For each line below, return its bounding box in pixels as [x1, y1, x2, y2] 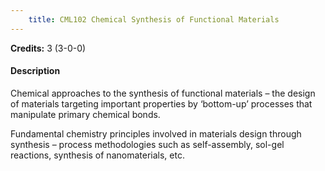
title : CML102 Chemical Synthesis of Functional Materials [28, 14, 280, 25]
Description [10, 65, 61, 77]
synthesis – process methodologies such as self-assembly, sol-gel [10, 138, 285, 150]
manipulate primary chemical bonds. [10, 108, 161, 120]
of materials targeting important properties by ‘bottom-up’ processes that [10, 97, 313, 110]
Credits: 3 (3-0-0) [10, 42, 87, 54]
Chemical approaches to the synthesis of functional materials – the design [10, 87, 316, 99]
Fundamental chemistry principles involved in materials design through [10, 127, 302, 140]
